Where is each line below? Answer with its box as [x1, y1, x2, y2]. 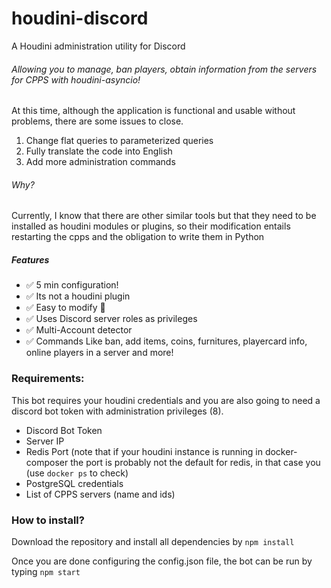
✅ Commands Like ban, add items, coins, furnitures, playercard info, [25, 335, 308, 347]
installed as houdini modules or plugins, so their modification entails [11, 220, 291, 232]
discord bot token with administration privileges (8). [11, 405, 224, 417]
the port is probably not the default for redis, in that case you [70, 456, 321, 468]
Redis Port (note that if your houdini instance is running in [25, 445, 263, 457]
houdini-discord [11, 7, 149, 30]
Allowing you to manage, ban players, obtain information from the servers [11, 63, 318, 75]
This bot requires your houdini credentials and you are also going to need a [11, 394, 321, 406]
